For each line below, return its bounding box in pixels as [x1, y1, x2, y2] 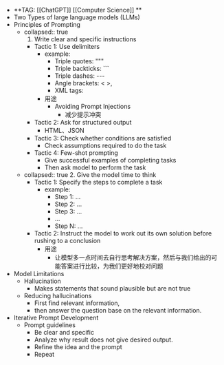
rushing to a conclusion [34, 237, 101, 244]
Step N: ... [54, 222, 83, 230]
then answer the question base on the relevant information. [34, 306, 202, 314]
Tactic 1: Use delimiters [34, 43, 100, 50]
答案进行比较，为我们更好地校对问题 [60, 262, 164, 270]
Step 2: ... [54, 200, 82, 208]
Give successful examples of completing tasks [44, 156, 177, 164]
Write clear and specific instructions [34, 35, 137, 43]
